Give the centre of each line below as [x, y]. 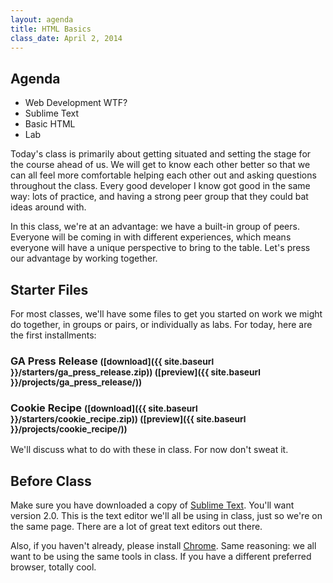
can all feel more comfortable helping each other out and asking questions [163, 175]
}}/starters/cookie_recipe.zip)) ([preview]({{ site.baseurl [128, 419]
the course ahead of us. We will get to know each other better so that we [160, 165]
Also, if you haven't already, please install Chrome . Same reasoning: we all [163, 546]
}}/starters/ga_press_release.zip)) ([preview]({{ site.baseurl [135, 372]
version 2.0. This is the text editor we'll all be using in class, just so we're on [166, 516]
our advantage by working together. [84, 258]
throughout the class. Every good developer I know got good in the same [160, 186]
